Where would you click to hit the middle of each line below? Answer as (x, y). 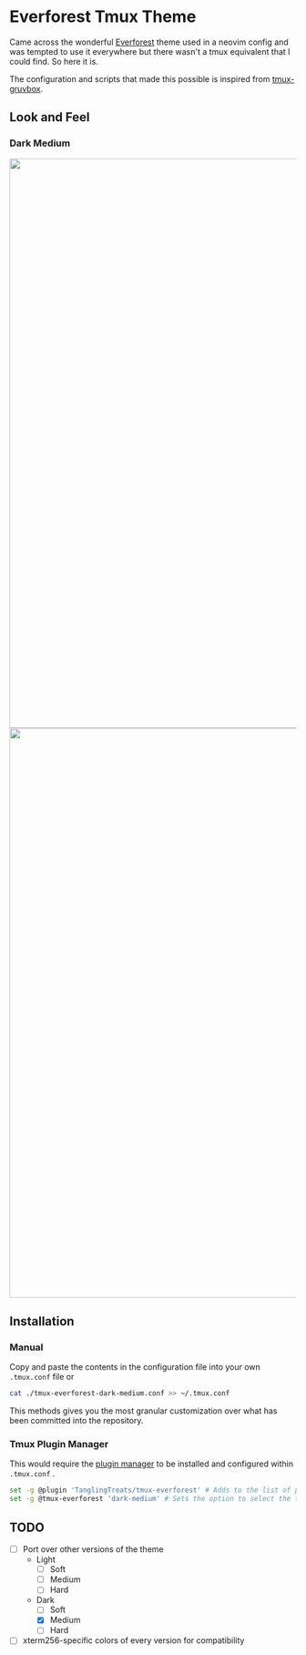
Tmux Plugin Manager (59, 1444)
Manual (26, 1347)
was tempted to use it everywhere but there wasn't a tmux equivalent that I (150, 51)
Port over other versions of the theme (93, 1549)
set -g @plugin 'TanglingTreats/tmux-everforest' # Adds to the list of (150, 1491)
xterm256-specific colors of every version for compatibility (133, 1640)
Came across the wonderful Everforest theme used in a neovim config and (149, 42)
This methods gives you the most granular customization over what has (143, 1411)
